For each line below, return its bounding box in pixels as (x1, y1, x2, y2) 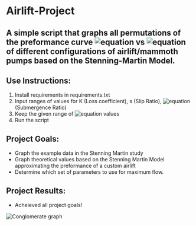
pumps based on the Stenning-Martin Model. (6, 55, 175, 66)
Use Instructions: (6, 75, 71, 85)
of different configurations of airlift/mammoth (6, 46, 178, 56)
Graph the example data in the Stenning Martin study (14, 149, 143, 157)
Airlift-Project (6, 4, 75, 18)
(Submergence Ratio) (14, 104, 67, 111)
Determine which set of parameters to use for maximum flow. (14, 168, 164, 176)
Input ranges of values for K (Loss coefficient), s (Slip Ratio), (14, 98, 162, 105)
